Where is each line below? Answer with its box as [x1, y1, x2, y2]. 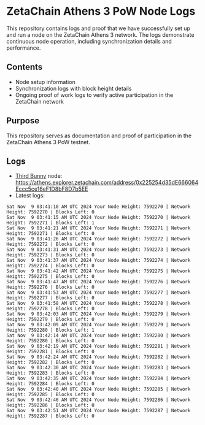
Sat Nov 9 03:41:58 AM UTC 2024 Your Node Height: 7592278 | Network [6, 301, 191, 307]
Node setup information [15, 78, 75, 85]
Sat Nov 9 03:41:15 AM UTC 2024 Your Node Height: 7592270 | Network [6, 215, 191, 221]
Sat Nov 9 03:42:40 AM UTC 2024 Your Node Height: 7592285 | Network [6, 386, 191, 392]
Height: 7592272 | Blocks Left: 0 [6, 241, 95, 248]
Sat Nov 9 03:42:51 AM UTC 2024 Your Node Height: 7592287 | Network [6, 408, 191, 414]
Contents [6, 62, 43, 72]
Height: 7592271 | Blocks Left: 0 [6, 231, 95, 237]
